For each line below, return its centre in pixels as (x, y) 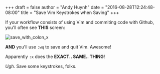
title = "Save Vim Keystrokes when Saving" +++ (70, 12)
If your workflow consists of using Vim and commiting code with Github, (80, 22)
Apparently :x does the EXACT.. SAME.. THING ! (55, 56)
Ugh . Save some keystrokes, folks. (41, 66)
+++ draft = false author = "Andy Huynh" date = (55, 7)
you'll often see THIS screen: (35, 27)
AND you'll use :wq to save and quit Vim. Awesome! (58, 47)
